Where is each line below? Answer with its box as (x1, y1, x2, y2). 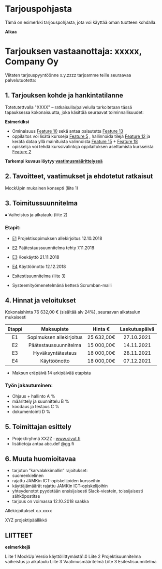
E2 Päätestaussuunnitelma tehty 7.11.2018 (12, 245, 95, 251)
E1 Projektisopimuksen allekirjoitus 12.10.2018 (12, 235, 103, 241)
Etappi (7, 326, 23, 332)
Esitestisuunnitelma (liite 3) (12, 273, 66, 279)
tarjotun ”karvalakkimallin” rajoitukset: (12, 468, 88, 474)
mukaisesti (5, 314, 27, 320)
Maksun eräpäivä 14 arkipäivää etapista (12, 370, 91, 376)
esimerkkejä (5, 544, 30, 550)
